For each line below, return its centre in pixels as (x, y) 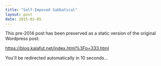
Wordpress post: (22, 38)
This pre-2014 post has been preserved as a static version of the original (80, 33)
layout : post (19, 14)
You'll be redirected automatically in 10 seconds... (57, 58)
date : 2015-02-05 (23, 19)
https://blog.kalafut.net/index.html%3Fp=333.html (57, 48)
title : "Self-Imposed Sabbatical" (42, 10)
